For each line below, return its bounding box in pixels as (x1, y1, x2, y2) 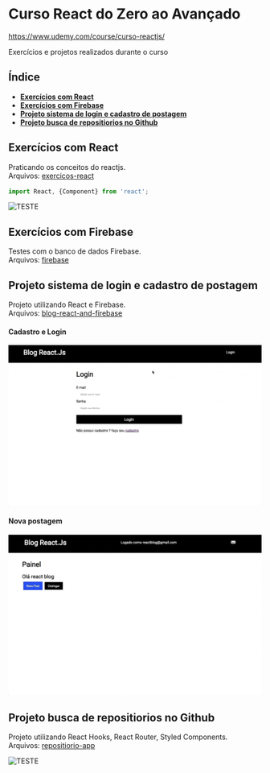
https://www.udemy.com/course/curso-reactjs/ (8, 31, 166, 41)
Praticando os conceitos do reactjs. (8, 162, 126, 172)
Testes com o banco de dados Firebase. (8, 246, 141, 256)
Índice (8, 70, 40, 85)
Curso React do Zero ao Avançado (8, 5, 241, 23)
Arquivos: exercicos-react (8, 171, 95, 180)
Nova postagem (8, 516, 63, 526)
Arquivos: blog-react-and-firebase (8, 308, 123, 318)
